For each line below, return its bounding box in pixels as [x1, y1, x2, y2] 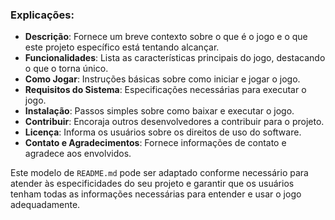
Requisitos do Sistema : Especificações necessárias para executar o [24, 84, 307, 96]
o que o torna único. [24, 63, 109, 75]
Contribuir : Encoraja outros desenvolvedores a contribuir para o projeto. [24, 116, 325, 128]
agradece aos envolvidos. [24, 148, 132, 160]
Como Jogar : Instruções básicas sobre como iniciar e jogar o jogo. [24, 73, 301, 85]
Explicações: [10, 8, 75, 22]
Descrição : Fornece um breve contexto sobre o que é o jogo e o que [24, 31, 308, 43]
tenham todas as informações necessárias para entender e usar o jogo [10, 188, 302, 200]
